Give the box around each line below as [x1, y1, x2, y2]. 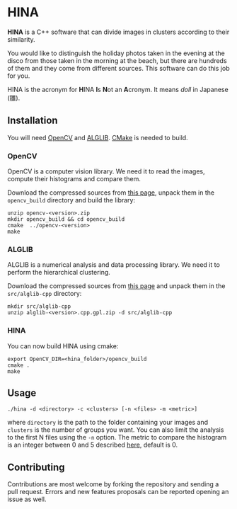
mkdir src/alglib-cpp [7, 303, 71, 310]
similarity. [7, 35, 35, 43]
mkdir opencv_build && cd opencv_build [7, 216, 125, 223]
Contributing [7, 461, 65, 473]
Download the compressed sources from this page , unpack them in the [7, 188, 214, 197]
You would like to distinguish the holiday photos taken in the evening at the [7, 49, 225, 57]
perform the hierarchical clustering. [7, 268, 111, 277]
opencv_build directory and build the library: [7, 196, 136, 205]
